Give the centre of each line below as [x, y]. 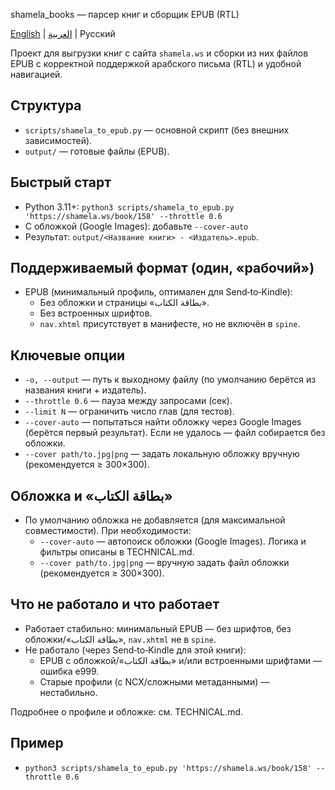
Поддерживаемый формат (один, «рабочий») [162, 268]
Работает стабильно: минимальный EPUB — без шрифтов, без [158, 628]
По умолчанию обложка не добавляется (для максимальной [155, 520]
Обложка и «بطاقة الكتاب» [91, 495]
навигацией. [36, 74]
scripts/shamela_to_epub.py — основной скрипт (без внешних [157, 130]
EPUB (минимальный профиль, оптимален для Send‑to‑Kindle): [158, 292]
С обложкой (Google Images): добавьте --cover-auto [136, 226]
